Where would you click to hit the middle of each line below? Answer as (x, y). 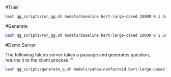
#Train (12, 7)
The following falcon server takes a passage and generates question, (78, 54)
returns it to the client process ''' (39, 60)
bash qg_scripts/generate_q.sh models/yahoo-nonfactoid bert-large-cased (85, 69)
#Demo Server (21, 45)
